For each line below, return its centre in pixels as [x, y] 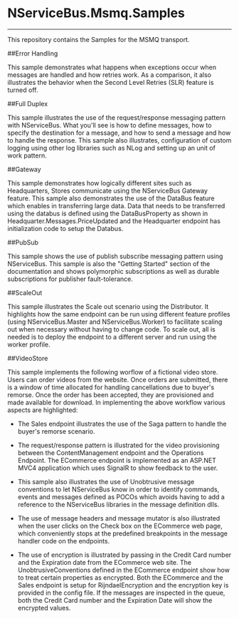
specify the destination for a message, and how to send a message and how [119, 133]
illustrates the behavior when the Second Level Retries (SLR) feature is [111, 82]
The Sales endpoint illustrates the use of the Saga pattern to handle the [122, 424]
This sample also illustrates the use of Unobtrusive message [106, 481]
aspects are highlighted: [43, 410]
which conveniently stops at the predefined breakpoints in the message [123, 533]
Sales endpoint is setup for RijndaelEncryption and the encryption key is [123, 585]
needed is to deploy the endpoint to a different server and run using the [112, 337]
